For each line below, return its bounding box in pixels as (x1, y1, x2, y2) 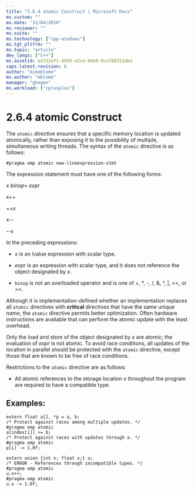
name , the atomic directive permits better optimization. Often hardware (6, 310, 177, 317)
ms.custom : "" (6, 14, 41, 20)
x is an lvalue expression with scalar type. (14, 250, 116, 257)
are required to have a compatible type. (14, 381, 110, 388)
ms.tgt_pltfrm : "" (6, 42, 51, 48)
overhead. (6, 322, 31, 329)
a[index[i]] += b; (6, 429, 51, 436)
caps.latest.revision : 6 (6, 63, 67, 69)
